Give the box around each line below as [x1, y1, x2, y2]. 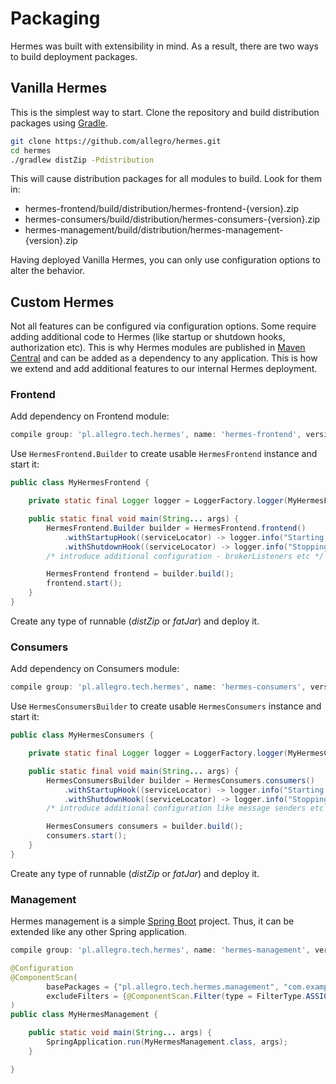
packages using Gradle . [10, 117, 108, 129]
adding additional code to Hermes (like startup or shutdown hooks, [10, 331, 286, 343]
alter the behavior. [10, 265, 85, 277]
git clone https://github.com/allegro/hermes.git [10, 136, 222, 146]
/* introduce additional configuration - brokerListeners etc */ [46, 551, 325, 561]
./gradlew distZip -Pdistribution [10, 155, 155, 165]
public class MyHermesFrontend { [10, 478, 150, 488]
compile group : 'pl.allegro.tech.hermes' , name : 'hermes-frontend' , [10, 430, 302, 440]
